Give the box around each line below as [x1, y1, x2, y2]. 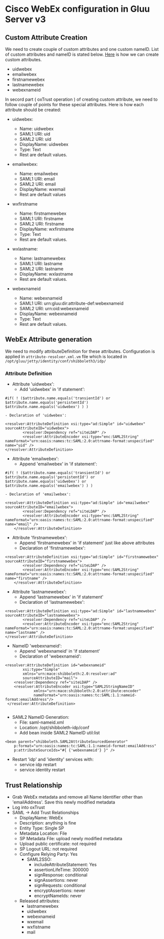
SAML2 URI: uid [19, 136, 51, 142]
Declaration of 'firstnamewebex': [19, 545, 86, 551]
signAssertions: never [34, 877, 78, 883]
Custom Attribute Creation [5, 33, 88, 42]
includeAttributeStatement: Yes [34, 861, 97, 867]
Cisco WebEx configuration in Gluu [5, 3, 150, 15]
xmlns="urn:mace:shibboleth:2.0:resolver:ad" [23, 671, 117, 676]
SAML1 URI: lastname [19, 261, 63, 266]
